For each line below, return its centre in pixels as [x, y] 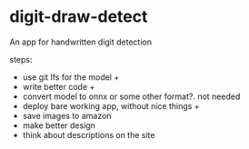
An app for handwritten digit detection [81, 42]
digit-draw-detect [79, 17]
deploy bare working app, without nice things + [111, 105]
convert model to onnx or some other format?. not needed [131, 96]
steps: [21, 59]
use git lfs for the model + [71, 77]
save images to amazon [67, 115]
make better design [59, 125]
